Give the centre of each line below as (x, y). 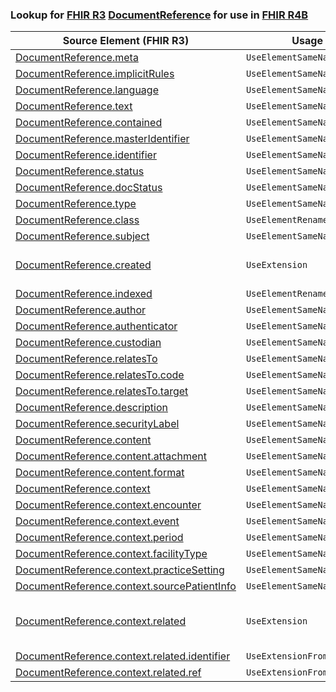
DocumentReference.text (74, 106)
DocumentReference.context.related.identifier (123, 656)
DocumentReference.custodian (88, 343)
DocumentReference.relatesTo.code (100, 375)
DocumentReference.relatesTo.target (102, 391)
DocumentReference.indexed (84, 294)
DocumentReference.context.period (99, 538)
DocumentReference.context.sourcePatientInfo (126, 586)
